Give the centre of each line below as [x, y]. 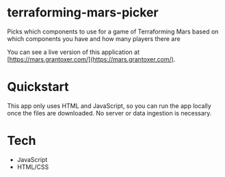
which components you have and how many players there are [94, 38]
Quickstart [38, 87]
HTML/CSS [33, 167]
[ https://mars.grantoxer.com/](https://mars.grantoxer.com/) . [91, 59]
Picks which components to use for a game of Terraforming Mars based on [113, 31]
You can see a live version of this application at [74, 52]
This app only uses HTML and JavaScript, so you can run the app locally [109, 106]
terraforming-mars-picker [83, 13]
